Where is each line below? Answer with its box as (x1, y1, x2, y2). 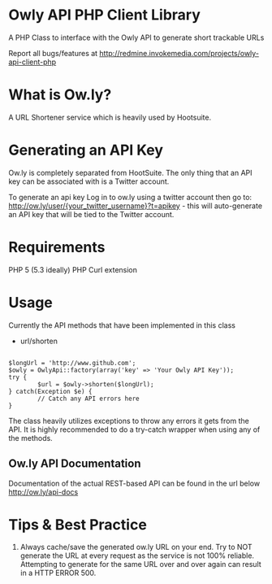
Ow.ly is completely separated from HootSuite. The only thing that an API (8, 168, 253, 177)
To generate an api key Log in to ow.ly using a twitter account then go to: (8, 192, 253, 202)
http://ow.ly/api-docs (8, 486, 79, 497)
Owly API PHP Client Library (8, 6, 201, 24)
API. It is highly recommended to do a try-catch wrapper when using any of (8, 425, 261, 434)
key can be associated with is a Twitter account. (8, 177, 170, 186)
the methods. (8, 433, 53, 442)
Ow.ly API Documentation (8, 457, 141, 471)
